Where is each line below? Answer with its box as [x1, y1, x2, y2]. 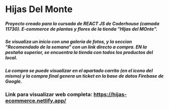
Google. [5, 78, 23, 84]
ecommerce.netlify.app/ [5, 97, 67, 104]
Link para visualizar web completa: [5, 91, 93, 98]
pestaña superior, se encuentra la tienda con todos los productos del [5, 49, 153, 56]
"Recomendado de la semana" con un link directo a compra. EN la [5, 44, 147, 50]
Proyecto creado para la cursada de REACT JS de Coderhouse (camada [5, 20, 160, 26]
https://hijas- [93, 91, 127, 98]
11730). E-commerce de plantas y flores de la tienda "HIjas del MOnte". [5, 26, 158, 32]
